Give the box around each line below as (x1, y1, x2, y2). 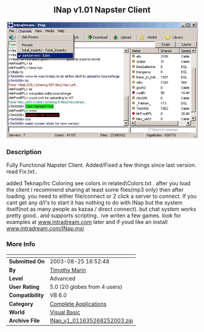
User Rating (8, 283, 39, 291)
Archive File (8, 317, 40, 324)
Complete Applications (49, 300, 107, 307)
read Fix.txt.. (6, 168, 38, 175)
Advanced (49, 274, 76, 282)
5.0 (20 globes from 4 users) (49, 283, 123, 291)
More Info (6, 240, 36, 248)
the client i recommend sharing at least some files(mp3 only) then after (6, 186, 184, 194)
